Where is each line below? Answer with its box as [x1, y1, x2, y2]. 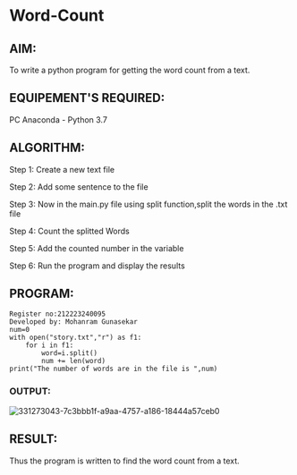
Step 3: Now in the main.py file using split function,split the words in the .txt [9, 199, 288, 209]
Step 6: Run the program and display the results [9, 260, 185, 271]
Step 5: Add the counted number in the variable [9, 242, 184, 253]
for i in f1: [25, 341, 74, 350]
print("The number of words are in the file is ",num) [9, 364, 218, 374]
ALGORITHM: [9, 140, 85, 156]
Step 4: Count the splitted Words [9, 225, 130, 236]
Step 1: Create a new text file [9, 164, 115, 174]
